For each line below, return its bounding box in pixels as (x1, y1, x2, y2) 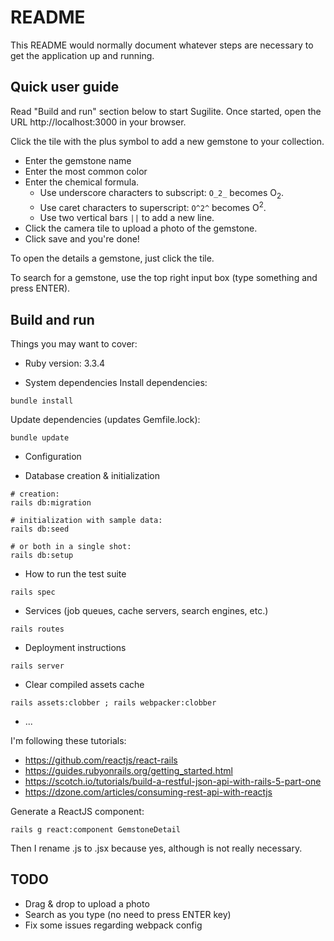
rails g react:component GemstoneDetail (10, 825, 182, 835)
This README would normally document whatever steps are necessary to (10, 39, 314, 51)
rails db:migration (10, 498, 92, 508)
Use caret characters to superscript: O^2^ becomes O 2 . (39, 199, 267, 213)
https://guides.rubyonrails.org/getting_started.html (24, 765, 233, 777)
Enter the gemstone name (24, 154, 132, 166)
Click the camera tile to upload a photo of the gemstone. (24, 222, 258, 235)
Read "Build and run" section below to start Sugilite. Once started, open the (10, 105, 322, 117)
